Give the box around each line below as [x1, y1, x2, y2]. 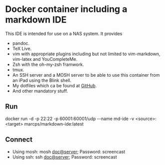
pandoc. [12, 40, 30, 46]
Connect [5, 136, 33, 144]
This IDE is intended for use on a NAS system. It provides [5, 30, 123, 36]
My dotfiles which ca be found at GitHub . [12, 82, 97, 88]
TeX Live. [12, 45, 32, 51]
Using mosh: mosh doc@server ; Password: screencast [12, 149, 126, 155]
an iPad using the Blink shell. [12, 77, 71, 83]
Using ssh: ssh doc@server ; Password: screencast [12, 154, 117, 160]
